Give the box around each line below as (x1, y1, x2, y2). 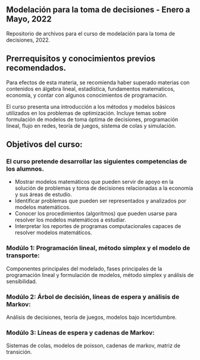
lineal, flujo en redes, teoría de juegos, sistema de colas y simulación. (6, 122, 177, 129)
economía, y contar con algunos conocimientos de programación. (6, 91, 168, 99)
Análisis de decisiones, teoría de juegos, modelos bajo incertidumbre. (6, 313, 177, 321)
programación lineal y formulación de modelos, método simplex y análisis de (6, 271, 194, 278)
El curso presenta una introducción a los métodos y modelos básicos (6, 103, 176, 110)
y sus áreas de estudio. (14, 191, 73, 198)
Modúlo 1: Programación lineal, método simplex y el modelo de (6, 244, 190, 253)
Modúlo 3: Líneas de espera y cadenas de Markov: (6, 328, 155, 337)
